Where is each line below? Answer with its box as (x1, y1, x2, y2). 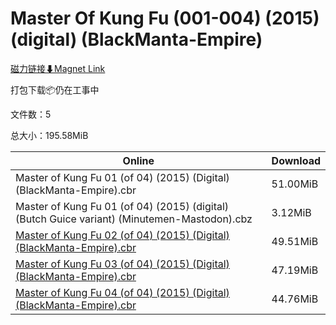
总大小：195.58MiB (10, 129, 89, 141)
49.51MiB (271, 234, 319, 248)
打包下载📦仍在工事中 (10, 83, 100, 96)
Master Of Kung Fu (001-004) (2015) (10, 7, 320, 30)
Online (122, 153, 155, 167)
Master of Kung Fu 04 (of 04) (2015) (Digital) (15, 285, 230, 299)
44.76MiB (271, 292, 319, 306)
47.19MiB (271, 263, 319, 277)
